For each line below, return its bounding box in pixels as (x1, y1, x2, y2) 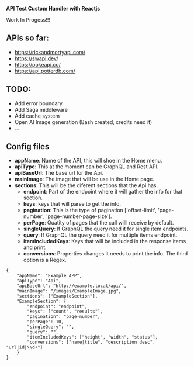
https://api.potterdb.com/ (14, 67, 76, 74)
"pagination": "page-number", (27, 314, 101, 320)
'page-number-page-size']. (46, 213, 112, 220)
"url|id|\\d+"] (6, 344, 43, 350)
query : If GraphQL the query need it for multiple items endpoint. (23, 232, 178, 239)
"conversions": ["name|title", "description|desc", (27, 339, 156, 346)
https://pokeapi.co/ (14, 61, 61, 68)
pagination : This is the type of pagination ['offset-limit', (23, 207, 157, 214)
